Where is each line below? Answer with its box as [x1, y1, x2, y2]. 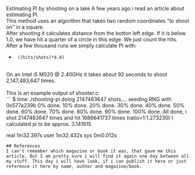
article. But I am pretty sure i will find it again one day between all [6, 153, 190, 159]
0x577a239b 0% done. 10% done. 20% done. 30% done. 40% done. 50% [6, 102, 185, 108]
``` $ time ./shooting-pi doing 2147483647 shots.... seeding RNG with [6, 96, 172, 103]
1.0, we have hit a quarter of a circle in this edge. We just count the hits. [6, 36, 178, 43]
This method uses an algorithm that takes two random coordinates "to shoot [6, 17, 190, 24]
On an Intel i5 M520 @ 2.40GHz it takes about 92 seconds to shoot [6, 71, 168, 78]
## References [6, 143, 41, 149]
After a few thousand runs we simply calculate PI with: [6, 42, 137, 49]
